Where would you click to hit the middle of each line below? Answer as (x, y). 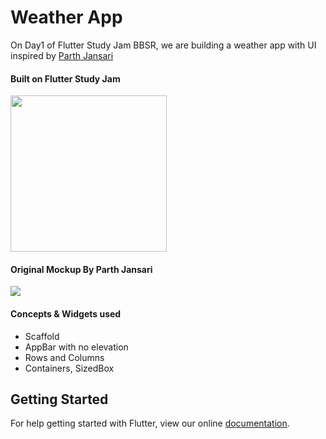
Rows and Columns (64, 357)
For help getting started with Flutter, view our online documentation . (150, 423)
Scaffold (42, 336)
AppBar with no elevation (76, 347)
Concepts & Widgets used (66, 313)
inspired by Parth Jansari (62, 55)
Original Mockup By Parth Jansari (81, 269)
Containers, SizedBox (69, 368)
